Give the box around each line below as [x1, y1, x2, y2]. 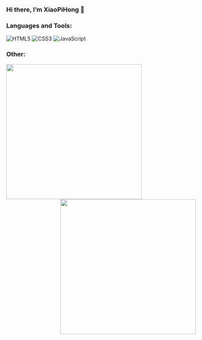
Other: [6, 50, 26, 59]
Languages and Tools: [6, 21, 72, 29]
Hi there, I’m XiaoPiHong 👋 [6, 5, 85, 14]
